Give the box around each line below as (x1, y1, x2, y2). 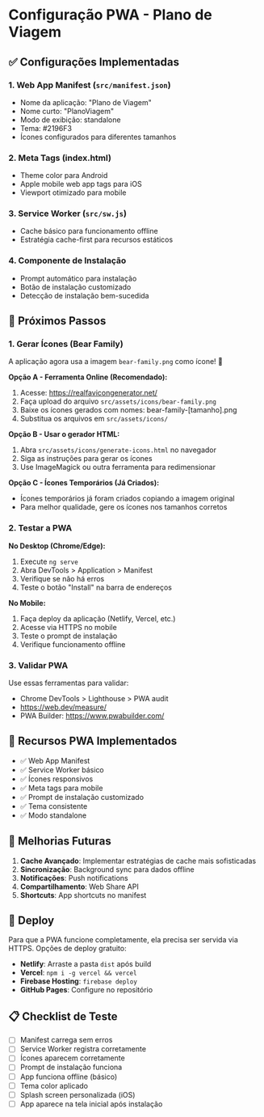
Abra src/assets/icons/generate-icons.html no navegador (19, 445, 216, 455)
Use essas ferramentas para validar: (8, 678, 129, 688)
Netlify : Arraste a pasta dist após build (19, 959, 152, 969)
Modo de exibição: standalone (19, 115, 121, 125)
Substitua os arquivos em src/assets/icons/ (19, 414, 168, 424)
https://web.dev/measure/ (19, 702, 107, 713)
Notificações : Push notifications (19, 873, 128, 882)
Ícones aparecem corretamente (19, 1053, 125, 1063)
